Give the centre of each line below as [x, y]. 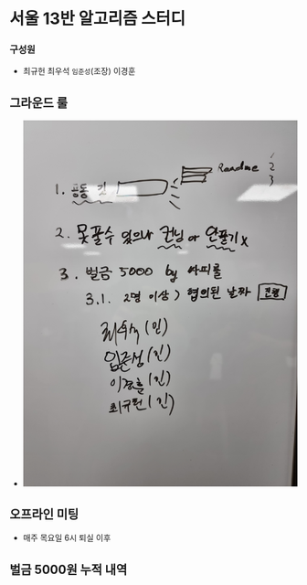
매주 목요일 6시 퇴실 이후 [67, 538]
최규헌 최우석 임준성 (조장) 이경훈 [79, 71]
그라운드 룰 [39, 103]
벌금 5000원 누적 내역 [69, 569]
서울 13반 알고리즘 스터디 [97, 19]
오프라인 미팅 [44, 514]
